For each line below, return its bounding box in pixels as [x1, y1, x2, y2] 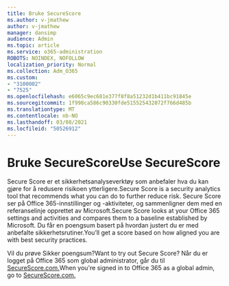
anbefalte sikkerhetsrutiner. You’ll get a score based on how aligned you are [7, 228, 220, 237]
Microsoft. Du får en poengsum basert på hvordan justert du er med [7, 221, 199, 230]
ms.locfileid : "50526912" [7, 125, 81, 132]
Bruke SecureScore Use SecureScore [7, 155, 221, 170]
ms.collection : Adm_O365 [7, 67, 78, 74]
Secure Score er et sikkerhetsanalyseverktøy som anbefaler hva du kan [7, 177, 209, 186]
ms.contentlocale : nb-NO [7, 112, 78, 119]
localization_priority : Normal [7, 61, 97, 68]
